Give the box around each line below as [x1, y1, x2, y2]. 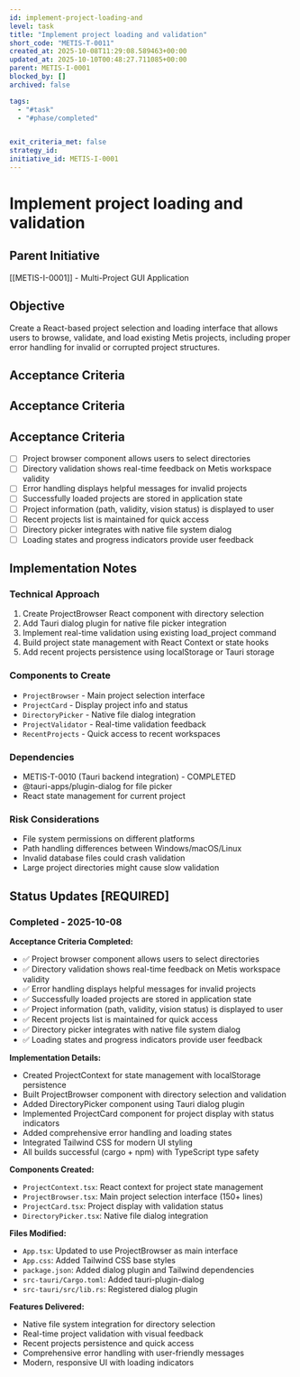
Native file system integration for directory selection [22, 1319, 216, 1330]
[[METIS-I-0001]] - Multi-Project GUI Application [9, 272, 189, 283]
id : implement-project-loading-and [9, 13, 143, 23]
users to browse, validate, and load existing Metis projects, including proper [9, 331, 291, 343]
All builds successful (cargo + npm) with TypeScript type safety [22, 1147, 259, 1158]
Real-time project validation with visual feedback [22, 1328, 205, 1339]
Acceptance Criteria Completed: [9, 936, 133, 947]
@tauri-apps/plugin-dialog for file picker [22, 781, 173, 792]
